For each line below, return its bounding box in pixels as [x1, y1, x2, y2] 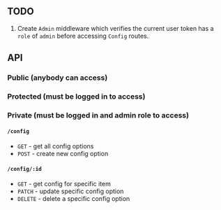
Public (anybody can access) [7, 73, 108, 83]
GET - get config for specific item [17, 180, 112, 188]
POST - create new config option [17, 150, 109, 158]
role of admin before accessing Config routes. [17, 31, 149, 40]
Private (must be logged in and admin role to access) [7, 110, 190, 120]
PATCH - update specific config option [17, 187, 124, 195]
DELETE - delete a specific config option [17, 195, 130, 203]
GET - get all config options [17, 142, 94, 150]
